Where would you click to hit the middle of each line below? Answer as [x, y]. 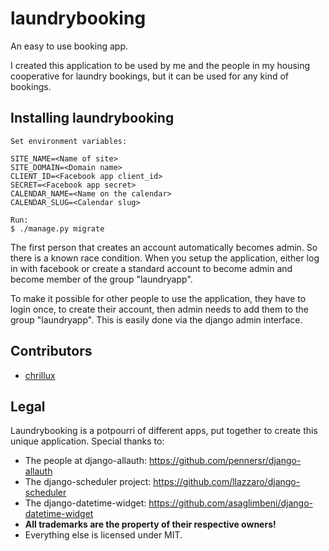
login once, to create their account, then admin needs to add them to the [160, 309]
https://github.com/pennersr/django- [225, 461]
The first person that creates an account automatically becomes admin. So [164, 247]
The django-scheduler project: [88, 482]
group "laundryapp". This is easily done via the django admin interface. [156, 319]
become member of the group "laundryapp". [101, 279]
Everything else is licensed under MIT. [103, 535]
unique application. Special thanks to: [87, 441]
